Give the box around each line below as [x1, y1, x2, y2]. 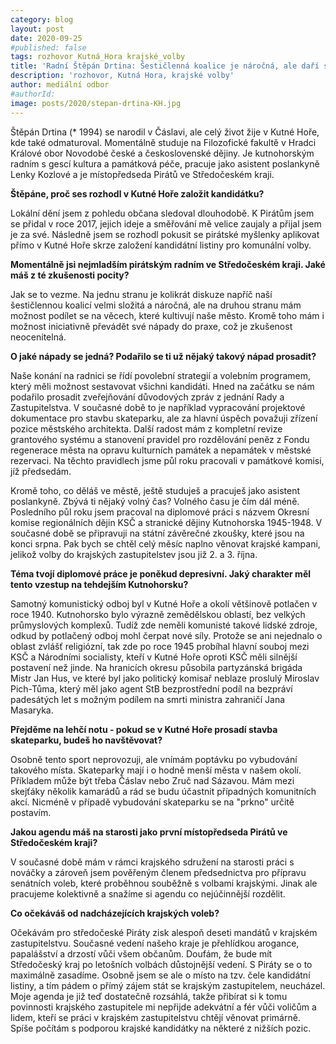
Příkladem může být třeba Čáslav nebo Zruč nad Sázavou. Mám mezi [10, 774, 295, 786]
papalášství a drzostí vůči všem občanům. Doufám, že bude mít [10, 947, 273, 960]
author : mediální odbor [10, 80, 110, 90]
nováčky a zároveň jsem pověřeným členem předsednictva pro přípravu [10, 866, 307, 878]
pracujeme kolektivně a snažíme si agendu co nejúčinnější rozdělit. [10, 887, 286, 900]
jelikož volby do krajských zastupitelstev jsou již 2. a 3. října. [10, 548, 258, 560]
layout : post [10, 24, 65, 34]
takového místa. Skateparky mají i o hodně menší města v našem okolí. [10, 764, 302, 776]
